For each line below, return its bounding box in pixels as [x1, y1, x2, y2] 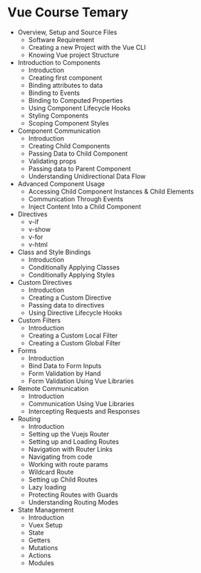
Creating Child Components [28, 141, 110, 150]
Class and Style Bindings [17, 248, 91, 256]
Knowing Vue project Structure [28, 51, 120, 59]
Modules [28, 558, 55, 567]
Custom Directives [17, 278, 73, 286]
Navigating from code [28, 452, 93, 461]
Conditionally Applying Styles [28, 270, 115, 279]
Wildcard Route [28, 467, 74, 476]
